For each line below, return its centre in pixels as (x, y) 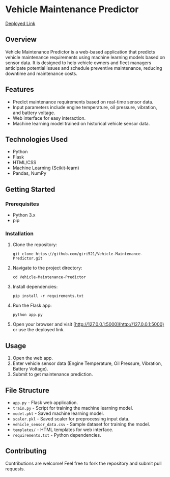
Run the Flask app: (32, 306)
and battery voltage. (34, 113)
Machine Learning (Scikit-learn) (46, 168)
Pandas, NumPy (30, 173)
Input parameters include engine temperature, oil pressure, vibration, (85, 107)
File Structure (27, 390)
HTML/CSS (24, 163)
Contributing (26, 451)
